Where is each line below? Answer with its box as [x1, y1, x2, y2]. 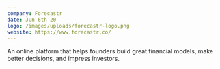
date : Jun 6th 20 [7, 16, 57, 23]
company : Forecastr [7, 9, 63, 17]
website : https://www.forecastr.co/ [7, 28, 111, 36]
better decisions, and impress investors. [7, 55, 120, 63]
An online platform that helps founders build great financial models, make [7, 47, 214, 55]
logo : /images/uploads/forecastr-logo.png [7, 22, 130, 29]
